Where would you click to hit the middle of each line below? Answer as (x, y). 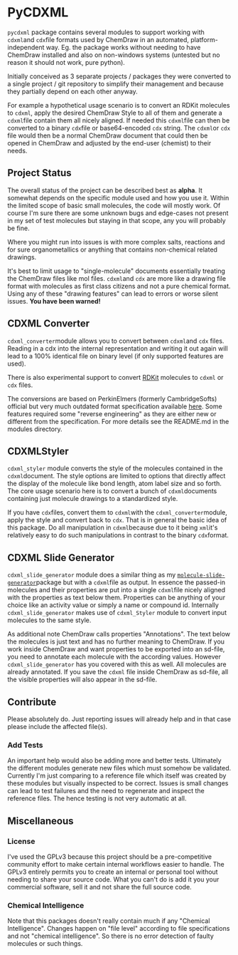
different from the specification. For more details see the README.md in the (118, 421)
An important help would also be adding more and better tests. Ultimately (114, 760)
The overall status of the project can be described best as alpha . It (105, 190)
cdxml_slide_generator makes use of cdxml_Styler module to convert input (117, 613)
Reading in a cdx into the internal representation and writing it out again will (118, 348)
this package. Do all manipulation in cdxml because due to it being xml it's (113, 527)
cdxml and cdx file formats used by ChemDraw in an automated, (98, 39)
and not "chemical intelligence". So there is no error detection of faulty (111, 936)
